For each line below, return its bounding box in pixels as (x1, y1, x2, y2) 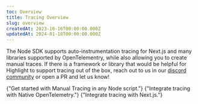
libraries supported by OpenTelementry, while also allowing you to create (6, 54, 187, 61)
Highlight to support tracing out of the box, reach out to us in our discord (6, 67, 187, 74)
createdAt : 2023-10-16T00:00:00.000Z (6, 25, 101, 32)
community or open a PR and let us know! (6, 73, 110, 81)
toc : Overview (6, 8, 42, 15)
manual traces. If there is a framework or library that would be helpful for (6, 61, 187, 68)
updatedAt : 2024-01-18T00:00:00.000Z (6, 31, 101, 37)
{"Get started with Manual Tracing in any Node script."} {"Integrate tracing (6, 85, 191, 92)
